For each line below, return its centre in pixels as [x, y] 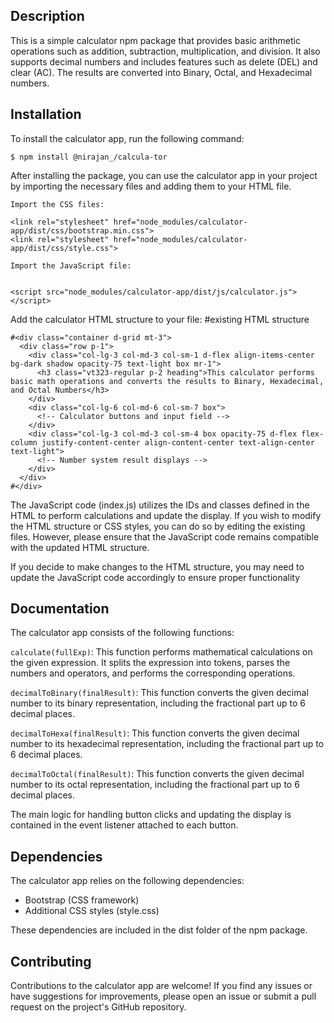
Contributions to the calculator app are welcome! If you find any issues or [161, 986]
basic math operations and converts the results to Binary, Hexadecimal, [167, 381]
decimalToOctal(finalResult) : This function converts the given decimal [157, 774]
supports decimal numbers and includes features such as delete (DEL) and [164, 61]
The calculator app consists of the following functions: [122, 633]
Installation [46, 114]
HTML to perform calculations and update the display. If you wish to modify [166, 515]
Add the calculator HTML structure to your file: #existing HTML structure [160, 319]
